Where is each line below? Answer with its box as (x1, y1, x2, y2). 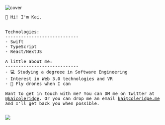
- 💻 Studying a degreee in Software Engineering (5, 69, 128, 75)
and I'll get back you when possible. (5, 101, 100, 106)
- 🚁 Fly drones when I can (5, 81, 71, 86)
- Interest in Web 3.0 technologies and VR (5, 76, 113, 82)
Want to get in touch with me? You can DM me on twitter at (5, 91, 155, 96)
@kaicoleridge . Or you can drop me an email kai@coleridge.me (5, 96, 160, 101)
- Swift (5, 39, 24, 44)
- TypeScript (5, 44, 37, 49)
